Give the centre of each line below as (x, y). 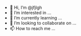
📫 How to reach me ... (32, 28)
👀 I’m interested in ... (30, 13)
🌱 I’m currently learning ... (36, 18)
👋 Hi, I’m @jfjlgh (26, 8)
